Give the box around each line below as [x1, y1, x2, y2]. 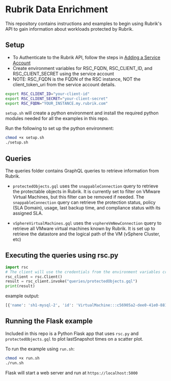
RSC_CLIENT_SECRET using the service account [12, 70, 115, 77]
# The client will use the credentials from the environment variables [5, 269, 160, 274]
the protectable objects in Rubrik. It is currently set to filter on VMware [12, 188, 160, 195]
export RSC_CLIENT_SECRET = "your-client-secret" [5, 96, 108, 101]
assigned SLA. [12, 210, 43, 216]
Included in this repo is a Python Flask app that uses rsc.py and [5, 330, 139, 337]
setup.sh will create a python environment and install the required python [5, 110, 159, 116]
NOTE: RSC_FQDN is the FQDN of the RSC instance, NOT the [12, 76, 141, 82]
